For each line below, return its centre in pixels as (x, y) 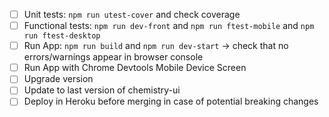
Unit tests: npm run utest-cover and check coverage (132, 14)
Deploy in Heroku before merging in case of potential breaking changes (171, 101)
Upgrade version (58, 79)
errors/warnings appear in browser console (113, 57)
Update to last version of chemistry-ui (102, 90)
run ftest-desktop (62, 36)
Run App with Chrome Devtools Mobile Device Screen (135, 68)
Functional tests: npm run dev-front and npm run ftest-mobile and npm (169, 26)
